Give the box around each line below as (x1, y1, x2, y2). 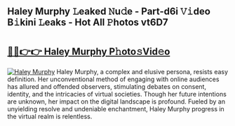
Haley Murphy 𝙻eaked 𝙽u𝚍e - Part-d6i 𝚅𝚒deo (7, 6, 210, 17)
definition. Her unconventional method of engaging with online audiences (7, 75, 220, 83)
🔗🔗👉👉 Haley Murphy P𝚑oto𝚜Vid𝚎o (7, 45, 170, 57)
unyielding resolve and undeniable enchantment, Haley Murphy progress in (7, 105, 224, 113)
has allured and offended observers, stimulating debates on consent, (7, 83, 207, 90)
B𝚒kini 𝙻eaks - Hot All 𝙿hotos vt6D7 (7, 17, 168, 29)
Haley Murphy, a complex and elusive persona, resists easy (56, 68, 229, 76)
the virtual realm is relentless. (7, 112, 93, 120)
